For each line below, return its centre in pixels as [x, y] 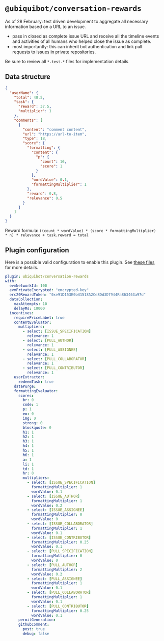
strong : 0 [33, 423]
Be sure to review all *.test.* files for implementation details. [67, 61]
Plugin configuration [37, 250]
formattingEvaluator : [36, 391]
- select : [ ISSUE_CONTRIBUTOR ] [59, 538]
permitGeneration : [37, 620]
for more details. [22, 267]
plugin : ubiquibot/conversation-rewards [47, 276]
